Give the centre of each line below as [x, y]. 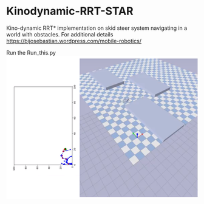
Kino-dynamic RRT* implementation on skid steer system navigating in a [97, 28]
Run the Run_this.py [31, 52]
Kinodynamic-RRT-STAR [70, 11]
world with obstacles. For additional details [60, 34]
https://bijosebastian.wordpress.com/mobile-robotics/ [74, 41]
